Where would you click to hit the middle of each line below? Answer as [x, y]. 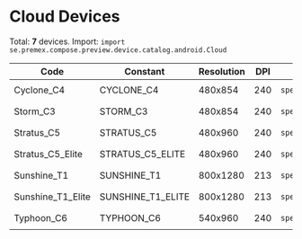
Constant [145, 71]
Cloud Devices [65, 17]
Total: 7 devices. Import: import [67, 41]
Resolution [222, 71]
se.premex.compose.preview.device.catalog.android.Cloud [118, 50]
